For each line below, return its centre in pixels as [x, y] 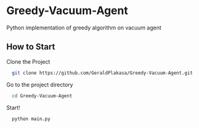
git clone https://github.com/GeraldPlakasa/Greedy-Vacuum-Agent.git [102, 73]
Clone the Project [28, 61]
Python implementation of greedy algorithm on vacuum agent [84, 28]
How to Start [31, 47]
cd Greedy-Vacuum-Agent [42, 96]
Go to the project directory [40, 85]
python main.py [31, 119]
